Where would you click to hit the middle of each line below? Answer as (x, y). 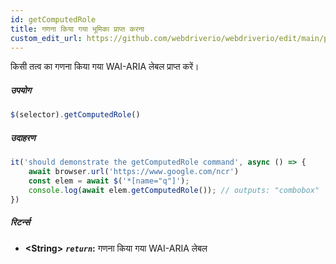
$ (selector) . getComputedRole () (75, 115)
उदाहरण (23, 137)
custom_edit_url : (46, 38)
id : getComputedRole (53, 19)
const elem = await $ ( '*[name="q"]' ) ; (109, 181)
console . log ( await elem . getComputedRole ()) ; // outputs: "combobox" (174, 190)
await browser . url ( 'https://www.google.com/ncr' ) (134, 172)
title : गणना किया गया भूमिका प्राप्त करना (77, 29)
